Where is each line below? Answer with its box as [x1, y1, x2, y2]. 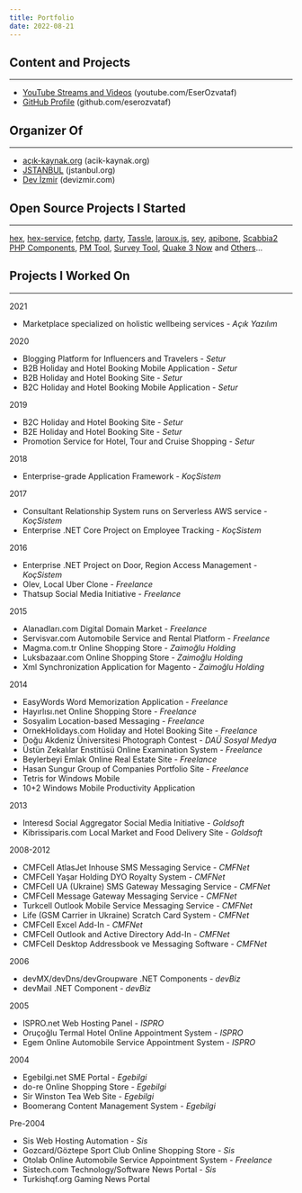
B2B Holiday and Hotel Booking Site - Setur [22, 372, 182, 383]
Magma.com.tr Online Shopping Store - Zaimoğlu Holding [22, 642, 236, 653]
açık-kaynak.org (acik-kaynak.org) [22, 155, 150, 167]
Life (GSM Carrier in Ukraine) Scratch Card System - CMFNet [22, 909, 250, 920]
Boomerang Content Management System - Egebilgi [22, 1100, 216, 1111]
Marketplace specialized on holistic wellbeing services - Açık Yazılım [22, 318, 278, 329]
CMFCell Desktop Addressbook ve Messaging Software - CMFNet [22, 938, 268, 949]
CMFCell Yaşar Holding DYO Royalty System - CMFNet [22, 871, 226, 882]
